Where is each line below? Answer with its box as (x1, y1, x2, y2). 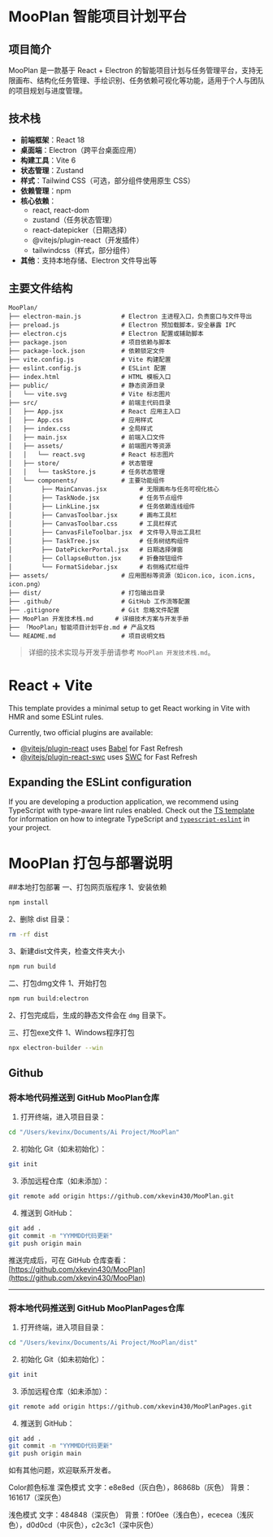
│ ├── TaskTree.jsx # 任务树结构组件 (8, 537, 189, 545)
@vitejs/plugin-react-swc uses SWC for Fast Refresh (19, 751, 197, 761)
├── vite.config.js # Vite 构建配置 (8, 355, 171, 364)
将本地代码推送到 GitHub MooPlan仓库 (8, 1092, 160, 1103)
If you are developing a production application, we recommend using (8, 797, 239, 807)
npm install (8, 899, 49, 907)
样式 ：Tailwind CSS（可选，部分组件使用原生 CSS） (19, 176, 195, 185)
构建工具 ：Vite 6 (19, 155, 76, 165)
